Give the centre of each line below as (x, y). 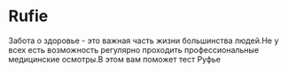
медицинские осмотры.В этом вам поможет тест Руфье (115, 59)
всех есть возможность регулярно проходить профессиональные (134, 49)
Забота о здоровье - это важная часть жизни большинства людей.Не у (144, 40)
